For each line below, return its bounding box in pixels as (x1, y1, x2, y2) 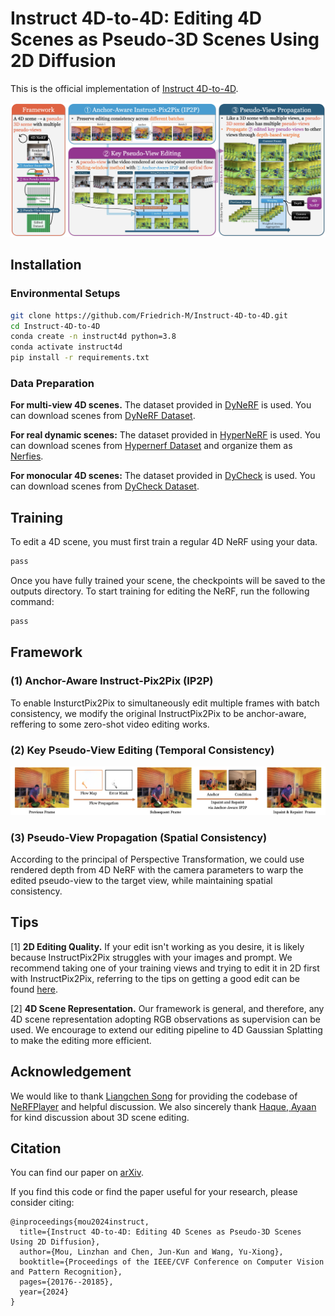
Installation (10, 257, 82, 274)
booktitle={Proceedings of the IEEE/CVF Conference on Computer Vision (19, 1257, 325, 1267)
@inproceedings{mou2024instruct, (10, 1217, 150, 1227)
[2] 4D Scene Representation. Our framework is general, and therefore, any (10, 1002, 325, 1014)
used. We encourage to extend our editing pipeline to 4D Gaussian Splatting (10, 1023, 323, 1036)
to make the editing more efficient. (10, 1034, 152, 1046)
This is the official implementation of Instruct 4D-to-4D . (10, 82, 239, 94)
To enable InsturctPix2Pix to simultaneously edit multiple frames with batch (10, 697, 320, 709)
